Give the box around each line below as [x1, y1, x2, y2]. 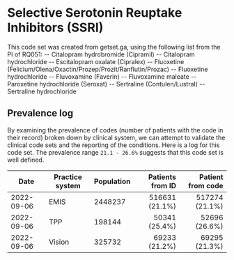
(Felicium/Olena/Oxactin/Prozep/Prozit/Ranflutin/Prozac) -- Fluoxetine [7, 65, 208, 73]
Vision [48, 237, 70, 247]
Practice [54, 172, 82, 182]
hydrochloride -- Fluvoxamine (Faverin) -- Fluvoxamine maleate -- [7, 72, 197, 81]
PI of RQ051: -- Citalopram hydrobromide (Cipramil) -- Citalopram [7, 50, 195, 59]
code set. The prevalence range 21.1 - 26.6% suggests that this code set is [7, 148, 224, 156]
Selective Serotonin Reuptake [7, 5, 182, 21]
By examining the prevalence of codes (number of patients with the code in [7, 125, 224, 134]
